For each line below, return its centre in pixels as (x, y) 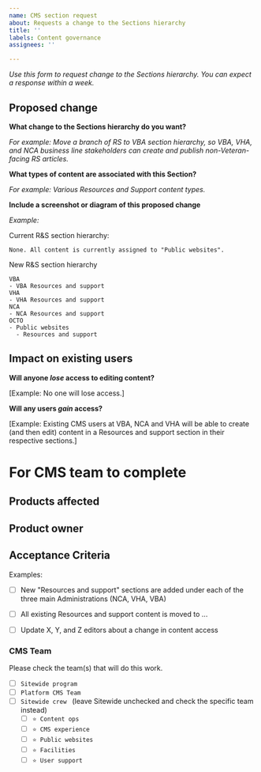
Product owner (46, 528)
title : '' (25, 30)
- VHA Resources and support (57, 300)
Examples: (26, 574)
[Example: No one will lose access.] (67, 393)
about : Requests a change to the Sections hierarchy (97, 23)
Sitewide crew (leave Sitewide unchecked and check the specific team (137, 702)
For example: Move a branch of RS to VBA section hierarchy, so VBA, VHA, (131, 142)
